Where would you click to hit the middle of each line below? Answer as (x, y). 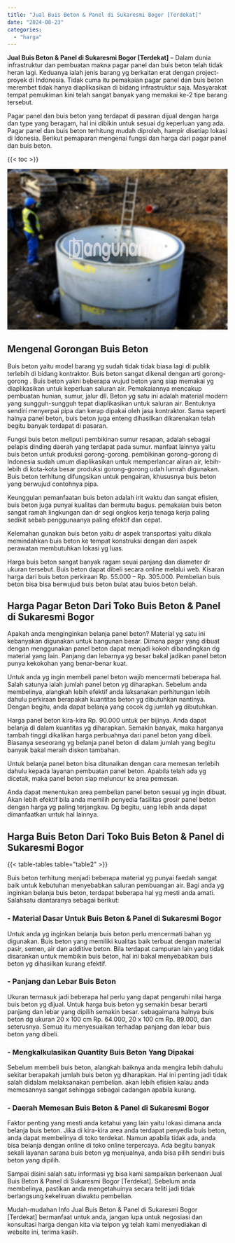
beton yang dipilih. (34, 1160)
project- (207, 73)
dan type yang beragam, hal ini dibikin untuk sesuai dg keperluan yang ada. (116, 123)
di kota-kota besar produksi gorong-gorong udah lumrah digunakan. (121, 468)
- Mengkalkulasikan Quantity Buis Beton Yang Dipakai (101, 1052)
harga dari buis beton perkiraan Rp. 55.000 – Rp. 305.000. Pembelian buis (114, 576)
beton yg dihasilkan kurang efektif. (57, 964)
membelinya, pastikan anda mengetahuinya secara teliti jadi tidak (101, 1189)
